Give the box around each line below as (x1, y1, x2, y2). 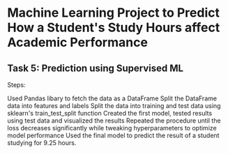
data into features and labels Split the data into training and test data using (7, 102, 221, 109)
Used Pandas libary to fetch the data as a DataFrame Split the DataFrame (7, 94, 218, 102)
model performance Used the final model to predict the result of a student (7, 131, 220, 139)
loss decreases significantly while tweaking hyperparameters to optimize (7, 124, 218, 132)
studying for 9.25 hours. (7, 139, 77, 147)
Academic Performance (7, 35, 149, 50)
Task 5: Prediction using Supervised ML (7, 62, 183, 74)
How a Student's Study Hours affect (7, 20, 220, 36)
